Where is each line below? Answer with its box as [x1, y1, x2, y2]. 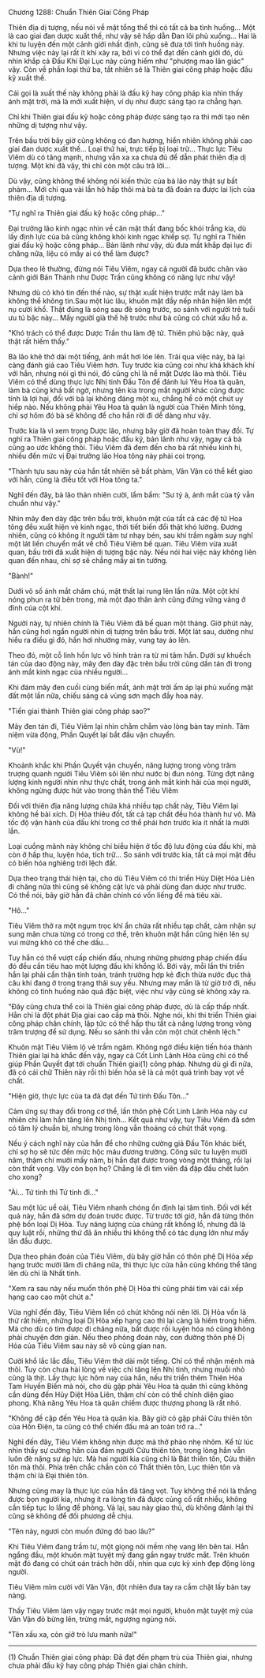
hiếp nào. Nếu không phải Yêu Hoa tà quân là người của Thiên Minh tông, [8, 403, 246, 411]
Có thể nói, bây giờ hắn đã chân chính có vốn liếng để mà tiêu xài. [8, 891, 222, 899]
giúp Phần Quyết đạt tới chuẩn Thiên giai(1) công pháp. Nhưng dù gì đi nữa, [8, 1059, 253, 1068]
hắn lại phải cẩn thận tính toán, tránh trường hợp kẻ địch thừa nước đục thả [8, 970, 251, 979]
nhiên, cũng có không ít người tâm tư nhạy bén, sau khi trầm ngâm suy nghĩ [8, 531, 254, 540]
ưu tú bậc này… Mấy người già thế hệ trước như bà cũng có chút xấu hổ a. [8, 313, 248, 322]
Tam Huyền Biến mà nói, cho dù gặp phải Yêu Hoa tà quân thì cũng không [8, 1382, 248, 1391]
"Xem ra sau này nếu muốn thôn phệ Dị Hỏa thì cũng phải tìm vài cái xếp [8, 1284, 244, 1293]
